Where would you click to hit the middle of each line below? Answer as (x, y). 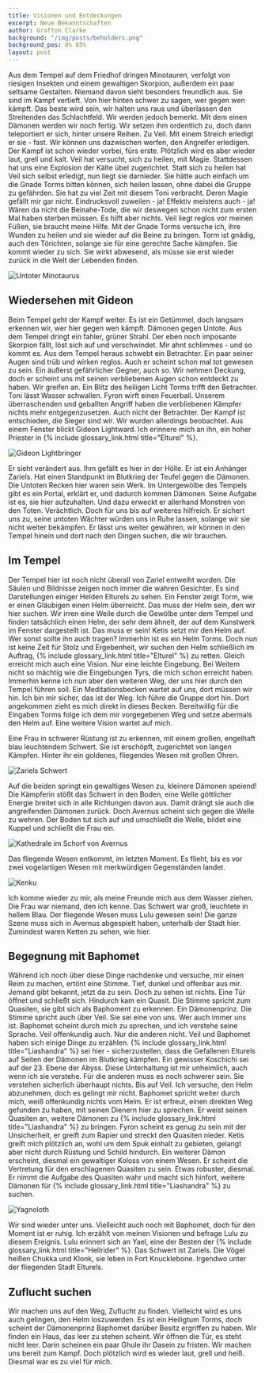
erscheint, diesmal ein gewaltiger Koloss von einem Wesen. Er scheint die (128, 1161)
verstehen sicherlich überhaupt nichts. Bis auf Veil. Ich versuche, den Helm (131, 1085)
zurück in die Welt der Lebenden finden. (74, 260)
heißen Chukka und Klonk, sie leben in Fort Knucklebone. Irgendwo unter (127, 1259)
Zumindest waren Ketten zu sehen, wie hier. (80, 931)
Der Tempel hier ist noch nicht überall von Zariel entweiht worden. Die (122, 579)
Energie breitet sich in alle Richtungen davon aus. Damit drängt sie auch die (131, 802)
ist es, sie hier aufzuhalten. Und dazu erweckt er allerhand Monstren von (127, 502)
